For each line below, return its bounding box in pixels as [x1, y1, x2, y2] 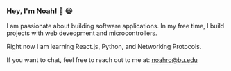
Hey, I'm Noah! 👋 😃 [6, 6, 74, 16]
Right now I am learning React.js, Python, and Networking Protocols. [6, 43, 202, 51]
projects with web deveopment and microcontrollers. [6, 29, 157, 37]
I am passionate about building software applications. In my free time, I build [6, 22, 225, 30]
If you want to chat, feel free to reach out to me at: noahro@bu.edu [6, 56, 198, 64]
